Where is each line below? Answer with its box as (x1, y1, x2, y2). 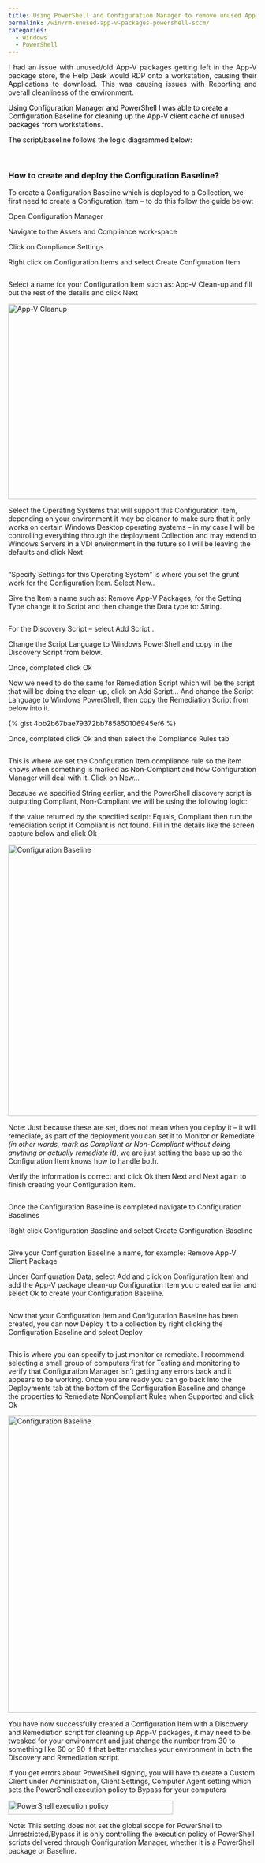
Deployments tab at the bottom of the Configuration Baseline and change (8, 1383, 246, 1393)
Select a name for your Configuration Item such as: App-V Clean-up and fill (8, 279, 252, 289)
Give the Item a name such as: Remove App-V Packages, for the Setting (8, 594, 242, 603)
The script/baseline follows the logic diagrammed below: (8, 135, 193, 144)
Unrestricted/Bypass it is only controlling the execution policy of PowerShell (8, 1829, 255, 1839)
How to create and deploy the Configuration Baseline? (8, 171, 219, 182)
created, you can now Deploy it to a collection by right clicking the (8, 1319, 223, 1329)
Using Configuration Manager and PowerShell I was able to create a (8, 103, 229, 113)
